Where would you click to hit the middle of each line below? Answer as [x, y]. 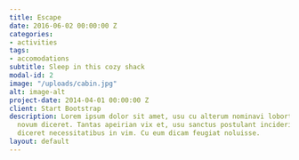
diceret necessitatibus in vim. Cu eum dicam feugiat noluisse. [139, 133]
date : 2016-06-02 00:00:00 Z [63, 26]
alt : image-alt [37, 92]
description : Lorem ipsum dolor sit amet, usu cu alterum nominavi [137, 116]
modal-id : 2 [31, 76]
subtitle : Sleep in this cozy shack [77, 68]
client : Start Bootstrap [55, 108]
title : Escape [36, 17]
